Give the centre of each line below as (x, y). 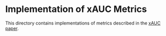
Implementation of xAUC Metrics (76, 9)
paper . (12, 28)
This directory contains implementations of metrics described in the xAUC (83, 23)
